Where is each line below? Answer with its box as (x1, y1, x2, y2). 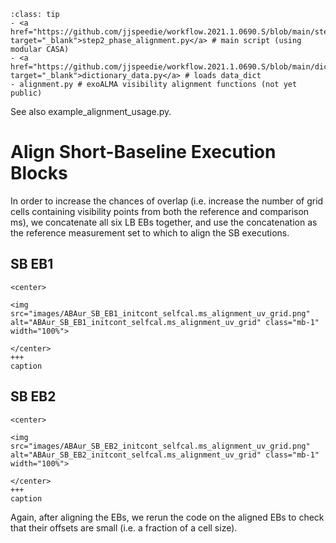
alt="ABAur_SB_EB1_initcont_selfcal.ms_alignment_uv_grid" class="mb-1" (10, 317, 320, 327)
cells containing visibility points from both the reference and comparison (10, 205, 310, 217)
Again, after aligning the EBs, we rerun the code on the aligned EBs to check (10, 511, 325, 523)
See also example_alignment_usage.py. (10, 106, 172, 117)
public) (10, 88, 43, 98)
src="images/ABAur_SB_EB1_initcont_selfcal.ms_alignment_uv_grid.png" (10, 308, 311, 319)
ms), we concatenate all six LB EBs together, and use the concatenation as (10, 216, 318, 228)
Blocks (10, 162, 68, 185)
